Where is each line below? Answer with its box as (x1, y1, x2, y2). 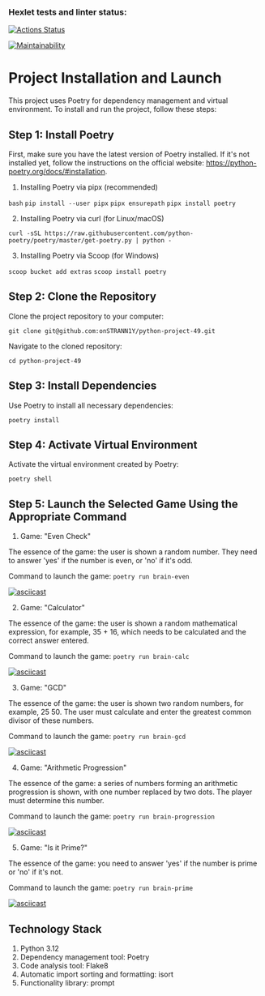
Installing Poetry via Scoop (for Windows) (19, 250, 160, 261)
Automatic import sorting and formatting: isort (19, 969, 174, 979)
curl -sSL (8, 229, 42, 237)
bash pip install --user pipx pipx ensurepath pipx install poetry (8, 199, 237, 208)
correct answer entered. (8, 635, 89, 646)
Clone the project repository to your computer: (8, 311, 165, 321)
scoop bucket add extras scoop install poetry (8, 268, 167, 276)
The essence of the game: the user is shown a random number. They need (8, 547, 258, 557)
